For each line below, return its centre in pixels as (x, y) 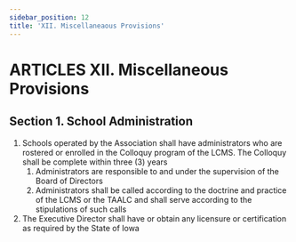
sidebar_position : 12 (49, 17)
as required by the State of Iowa (80, 228)
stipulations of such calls (81, 209)
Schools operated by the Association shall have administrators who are (152, 142)
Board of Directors (69, 181)
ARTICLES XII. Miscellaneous (119, 70)
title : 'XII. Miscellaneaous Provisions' (87, 26)
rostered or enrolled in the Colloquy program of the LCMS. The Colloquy (154, 152)
